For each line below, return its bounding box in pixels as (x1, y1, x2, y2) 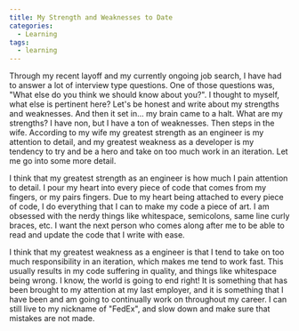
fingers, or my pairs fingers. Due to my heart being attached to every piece (9, 192, 284, 203)
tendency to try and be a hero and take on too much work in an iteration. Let (9, 146, 288, 157)
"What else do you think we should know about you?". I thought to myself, (9, 90, 280, 101)
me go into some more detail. (9, 156, 117, 166)
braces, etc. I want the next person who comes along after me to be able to (9, 220, 285, 231)
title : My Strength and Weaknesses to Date (9, 12, 174, 22)
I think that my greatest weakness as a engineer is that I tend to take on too (9, 246, 285, 258)
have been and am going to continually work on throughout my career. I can (9, 295, 287, 305)
